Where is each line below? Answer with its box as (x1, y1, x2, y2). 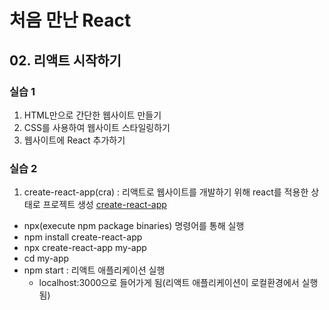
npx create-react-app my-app (23, 242, 147, 254)
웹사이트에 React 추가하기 (23, 134, 126, 146)
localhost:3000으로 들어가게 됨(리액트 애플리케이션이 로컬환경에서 (38, 277, 300, 289)
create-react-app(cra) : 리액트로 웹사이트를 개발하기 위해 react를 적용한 (23, 186, 309, 198)
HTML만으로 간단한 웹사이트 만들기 (23, 109, 162, 121)
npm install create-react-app (23, 231, 143, 243)
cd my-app (23, 252, 70, 265)
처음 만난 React (9, 9, 132, 32)
